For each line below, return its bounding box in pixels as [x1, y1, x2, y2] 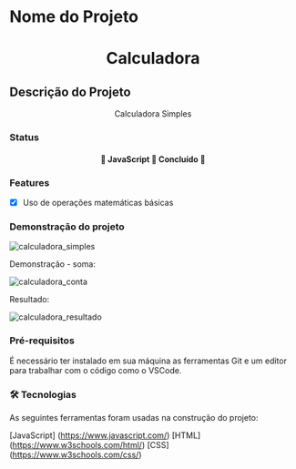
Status [9, 131, 39, 144]
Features [9, 176, 50, 189]
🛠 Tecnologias [9, 388, 77, 401]
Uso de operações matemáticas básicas [22, 198, 174, 208]
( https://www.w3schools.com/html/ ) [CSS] [9, 439, 170, 450]
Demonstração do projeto [9, 220, 125, 233]
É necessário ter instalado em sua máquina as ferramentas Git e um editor [9, 355, 287, 366]
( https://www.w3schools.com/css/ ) [9, 449, 143, 460]
